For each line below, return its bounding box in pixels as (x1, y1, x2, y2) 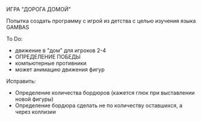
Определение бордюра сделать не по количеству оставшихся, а (14, 102, 183, 109)
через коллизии (14, 108, 56, 115)
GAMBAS (6, 24, 30, 31)
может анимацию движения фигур (14, 66, 105, 73)
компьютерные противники (14, 60, 87, 66)
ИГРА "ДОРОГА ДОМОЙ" (6, 6, 71, 13)
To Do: (6, 35, 23, 42)
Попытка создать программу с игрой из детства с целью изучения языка (6, 17, 196, 24)
